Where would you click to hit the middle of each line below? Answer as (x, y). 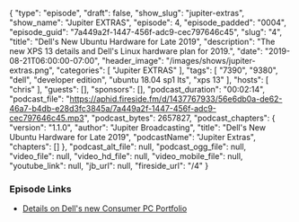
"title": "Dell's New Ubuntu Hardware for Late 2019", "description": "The (142, 41)
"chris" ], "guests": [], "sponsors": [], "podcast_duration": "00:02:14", (137, 89)
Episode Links (40, 189)
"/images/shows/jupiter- (211, 61)
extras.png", (32, 70)
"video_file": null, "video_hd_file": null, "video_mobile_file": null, (126, 156)
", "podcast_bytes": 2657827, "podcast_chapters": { (180, 118)
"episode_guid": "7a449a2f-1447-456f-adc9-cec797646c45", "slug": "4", (146, 32)
